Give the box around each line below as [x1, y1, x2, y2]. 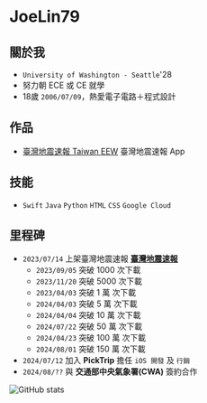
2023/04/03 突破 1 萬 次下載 [35, 287, 137, 298]
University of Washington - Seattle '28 [22, 70, 173, 80]
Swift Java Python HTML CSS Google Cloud [22, 201, 171, 210]
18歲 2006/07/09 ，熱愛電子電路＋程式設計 [22, 91, 176, 101]
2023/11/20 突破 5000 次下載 [35, 276, 142, 286]
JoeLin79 [9, 6, 81, 27]
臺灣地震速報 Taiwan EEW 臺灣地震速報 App [22, 145, 185, 156]
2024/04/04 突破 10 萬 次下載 [35, 310, 141, 321]
